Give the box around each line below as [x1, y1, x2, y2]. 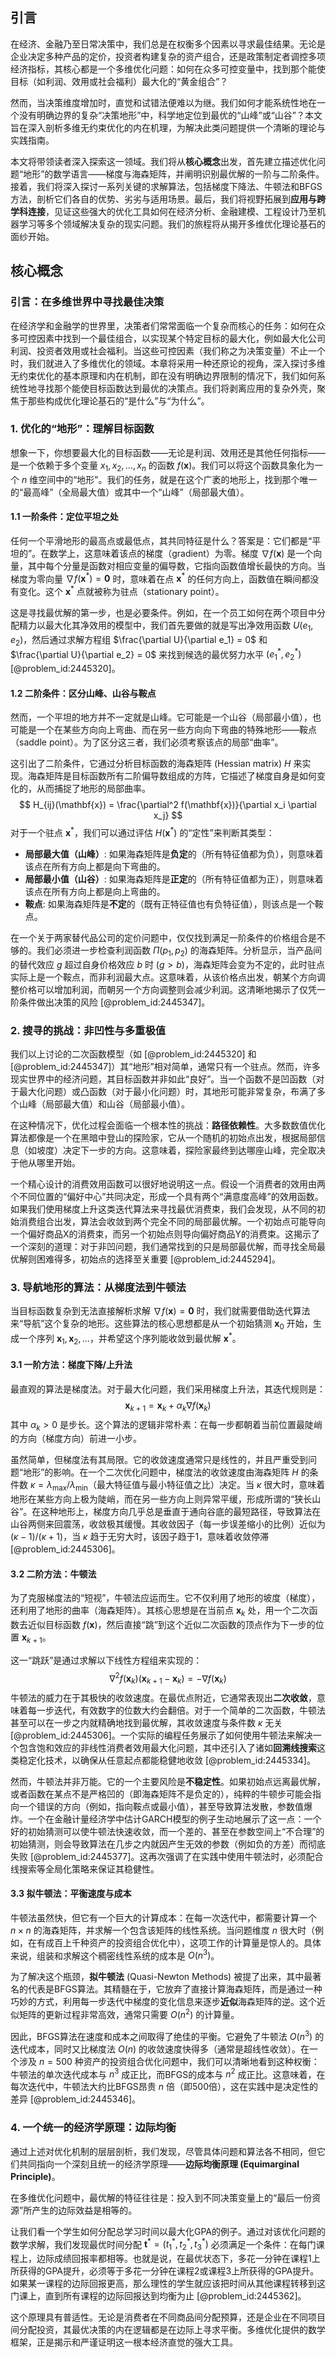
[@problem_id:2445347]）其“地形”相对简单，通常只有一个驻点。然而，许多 [10, 1061, 321, 1073]
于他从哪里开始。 [10, 1157, 81, 1169]
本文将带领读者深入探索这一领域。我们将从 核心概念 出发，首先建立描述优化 [10, 155, 317, 167]
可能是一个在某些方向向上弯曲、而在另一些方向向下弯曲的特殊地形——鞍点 [10, 724, 317, 736]
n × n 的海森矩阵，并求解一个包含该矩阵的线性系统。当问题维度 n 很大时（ [10, 1924, 315, 1936]
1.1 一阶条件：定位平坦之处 [10, 511, 119, 523]
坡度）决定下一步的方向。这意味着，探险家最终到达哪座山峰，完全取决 [36, 1144, 326, 1157]
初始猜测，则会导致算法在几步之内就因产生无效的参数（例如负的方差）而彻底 [10, 1838, 326, 1850]
